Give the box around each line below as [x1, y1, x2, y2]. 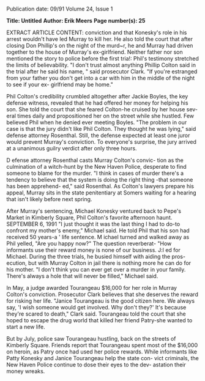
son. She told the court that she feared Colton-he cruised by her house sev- [6, 106, 198, 113]
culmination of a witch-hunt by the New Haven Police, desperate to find [6, 163, 187, 170]
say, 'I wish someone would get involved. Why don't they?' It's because [6, 304, 187, 311]
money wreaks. [6, 368, 45, 375]
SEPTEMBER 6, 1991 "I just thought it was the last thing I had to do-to [6, 220, 181, 227]
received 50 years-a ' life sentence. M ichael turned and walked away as [6, 234, 190, 240]
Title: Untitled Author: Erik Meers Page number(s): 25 [6, 17, 146, 24]
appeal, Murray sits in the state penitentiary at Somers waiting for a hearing [6, 189, 197, 196]
